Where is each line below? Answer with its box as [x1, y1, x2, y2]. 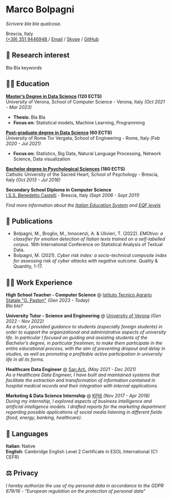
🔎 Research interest [6, 51, 70, 60]
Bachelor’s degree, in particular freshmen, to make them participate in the [6, 340, 163, 346]
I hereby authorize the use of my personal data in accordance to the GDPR [6, 482, 164, 489]
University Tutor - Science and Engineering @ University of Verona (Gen [6, 312, 161, 319]
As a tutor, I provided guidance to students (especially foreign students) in [6, 324, 163, 330]
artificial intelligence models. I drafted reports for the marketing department [6, 403, 166, 410]
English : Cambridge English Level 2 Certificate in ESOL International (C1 [6, 449, 158, 454]
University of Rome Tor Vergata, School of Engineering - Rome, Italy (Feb [6, 135, 160, 141]
